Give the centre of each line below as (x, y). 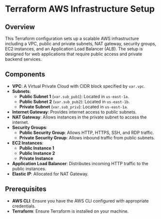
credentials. (24, 206)
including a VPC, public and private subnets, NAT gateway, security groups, (81, 44)
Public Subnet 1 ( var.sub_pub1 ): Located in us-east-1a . (74, 96)
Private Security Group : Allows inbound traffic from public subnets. (87, 137)
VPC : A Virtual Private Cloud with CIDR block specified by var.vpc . (79, 86)
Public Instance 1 (37, 148)
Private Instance (36, 158)
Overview (20, 27)
